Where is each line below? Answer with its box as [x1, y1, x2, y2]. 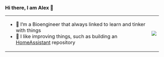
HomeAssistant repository [16, 39, 76, 46]
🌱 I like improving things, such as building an [16, 33, 118, 40]
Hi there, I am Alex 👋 [5, 4, 54, 11]
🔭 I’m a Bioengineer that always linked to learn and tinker [16, 21, 145, 28]
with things [16, 27, 41, 34]
